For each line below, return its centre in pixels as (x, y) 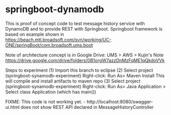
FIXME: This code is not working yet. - (45, 102)
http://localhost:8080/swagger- (120, 102)
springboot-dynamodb (55, 9)
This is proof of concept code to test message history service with (75, 23)
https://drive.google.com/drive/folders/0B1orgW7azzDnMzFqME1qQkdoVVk (85, 60)
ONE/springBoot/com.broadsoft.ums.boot (49, 45)
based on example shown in (35, 34)
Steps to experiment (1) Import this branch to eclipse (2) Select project (79, 70)
